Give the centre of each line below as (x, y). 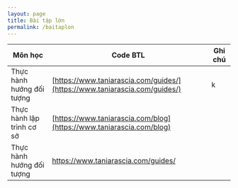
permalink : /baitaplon (41, 27)
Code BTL (128, 55)
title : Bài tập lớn (36, 20)
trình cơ (24, 127)
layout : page (27, 14)
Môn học (28, 55)
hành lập (25, 119)
